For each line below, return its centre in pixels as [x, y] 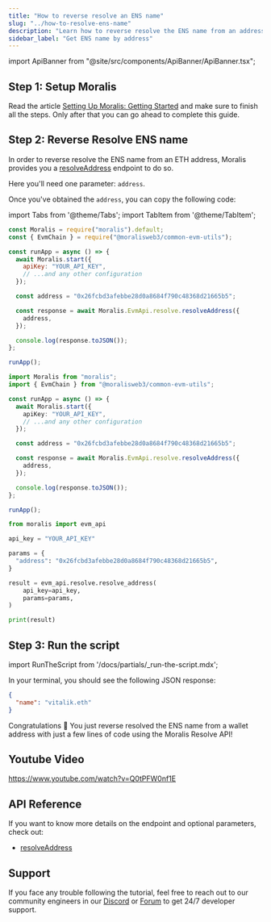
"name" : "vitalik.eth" [54, 703]
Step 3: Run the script [64, 645]
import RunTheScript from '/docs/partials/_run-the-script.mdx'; [113, 664]
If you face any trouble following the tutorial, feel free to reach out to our [128, 893]
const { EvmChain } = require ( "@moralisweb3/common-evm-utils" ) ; [120, 237]
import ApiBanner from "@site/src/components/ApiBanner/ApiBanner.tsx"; [132, 61]
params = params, [48, 598]
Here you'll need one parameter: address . [77, 183]
